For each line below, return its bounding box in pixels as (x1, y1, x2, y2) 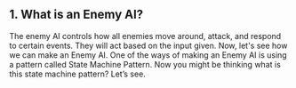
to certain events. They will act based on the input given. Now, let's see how (9, 40, 288, 51)
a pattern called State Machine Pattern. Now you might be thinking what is (9, 59, 282, 69)
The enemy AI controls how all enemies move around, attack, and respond (9, 30, 282, 41)
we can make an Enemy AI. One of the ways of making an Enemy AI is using (9, 49, 287, 60)
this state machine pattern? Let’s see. (9, 68, 147, 79)
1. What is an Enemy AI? (9, 7, 144, 22)
